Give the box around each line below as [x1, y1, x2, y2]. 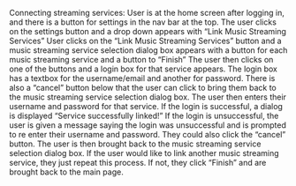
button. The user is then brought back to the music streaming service [9, 138, 262, 149]
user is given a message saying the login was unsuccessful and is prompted [9, 120, 287, 130]
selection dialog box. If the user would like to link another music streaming [9, 148, 280, 158]
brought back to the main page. [9, 167, 124, 177]
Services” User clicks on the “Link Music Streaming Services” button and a [9, 35, 282, 46]
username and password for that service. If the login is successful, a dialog [9, 101, 283, 111]
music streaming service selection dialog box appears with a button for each [9, 45, 288, 56]
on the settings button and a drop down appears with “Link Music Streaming [9, 26, 287, 36]
